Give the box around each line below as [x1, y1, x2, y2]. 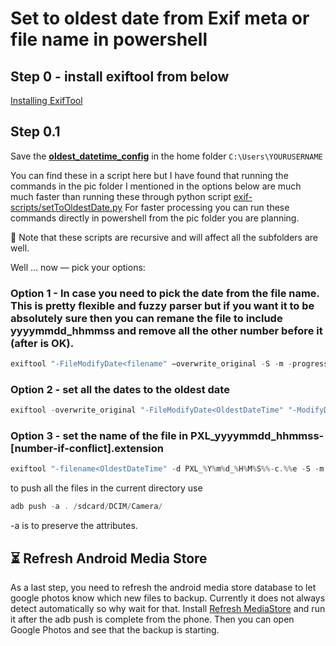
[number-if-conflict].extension [10, 442, 164, 456]
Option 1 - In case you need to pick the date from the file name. [10, 286, 320, 300]
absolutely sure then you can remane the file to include [10, 311, 283, 325]
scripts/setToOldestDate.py [10, 201, 123, 213]
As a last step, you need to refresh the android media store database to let [10, 582, 317, 594]
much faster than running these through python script [10, 190, 232, 202]
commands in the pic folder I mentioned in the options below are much [10, 180, 302, 192]
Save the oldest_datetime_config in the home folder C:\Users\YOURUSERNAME [10, 150, 323, 162]
